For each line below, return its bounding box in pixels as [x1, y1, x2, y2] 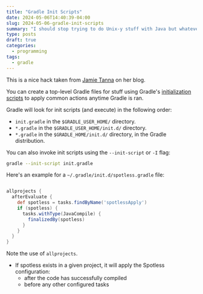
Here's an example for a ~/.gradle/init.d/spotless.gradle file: [6, 171, 165, 178]
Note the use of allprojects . [6, 250, 78, 257]
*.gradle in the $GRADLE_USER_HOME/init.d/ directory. [14, 124, 147, 131]
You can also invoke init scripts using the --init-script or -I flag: [6, 149, 170, 156]
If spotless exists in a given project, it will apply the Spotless [14, 261, 165, 269]
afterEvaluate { [11, 194, 53, 200]
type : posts [6, 31, 36, 38]
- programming [11, 48, 47, 54]
